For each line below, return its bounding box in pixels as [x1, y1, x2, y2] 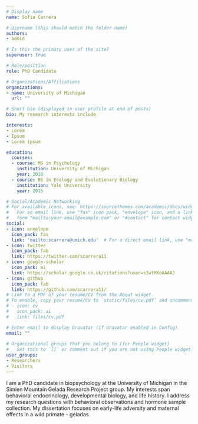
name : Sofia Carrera [6, 14, 57, 20]
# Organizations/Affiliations [6, 79, 81, 85]
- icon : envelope [6, 226, 49, 232]
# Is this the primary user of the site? [6, 47, 110, 53]
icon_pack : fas [11, 231, 49, 237]
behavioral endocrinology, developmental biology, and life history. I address [6, 391, 190, 399]
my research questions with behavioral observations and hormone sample [6, 398, 186, 405]
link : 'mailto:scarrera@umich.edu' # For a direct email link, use [11, 237, 183, 243]
